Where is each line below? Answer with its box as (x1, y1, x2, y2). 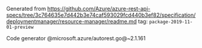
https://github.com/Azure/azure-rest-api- (47, 5, 150, 12)
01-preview (6, 24, 34, 30)
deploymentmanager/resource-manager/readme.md (6, 18, 137, 25)
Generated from (6, 5, 47, 12)
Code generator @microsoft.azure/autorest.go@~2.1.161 (6, 35, 146, 41)
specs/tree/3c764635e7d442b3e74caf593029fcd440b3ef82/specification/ (6, 11, 196, 19)
